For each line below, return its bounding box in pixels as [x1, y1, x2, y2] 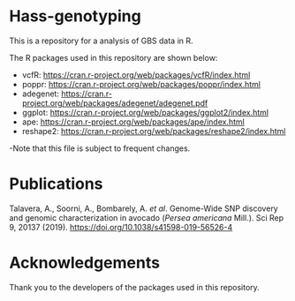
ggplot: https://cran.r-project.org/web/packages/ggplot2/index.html [21, 107, 269, 117]
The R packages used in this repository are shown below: [9, 52, 218, 63]
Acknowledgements [9, 253, 161, 273]
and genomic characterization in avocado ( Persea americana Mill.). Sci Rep [9, 212, 284, 222]
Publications [9, 174, 103, 194]
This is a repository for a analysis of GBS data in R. [9, 35, 193, 46]
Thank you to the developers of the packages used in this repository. [9, 282, 261, 292]
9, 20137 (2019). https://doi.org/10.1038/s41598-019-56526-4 [9, 222, 233, 232]
